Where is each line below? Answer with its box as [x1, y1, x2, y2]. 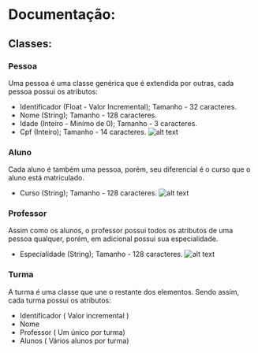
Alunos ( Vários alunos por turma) [19, 336, 129, 345]
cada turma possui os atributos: [8, 295, 112, 305]
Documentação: [8, 6, 116, 24]
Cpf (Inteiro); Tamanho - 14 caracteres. [19, 127, 147, 136]
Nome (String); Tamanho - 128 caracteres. [19, 110, 158, 120]
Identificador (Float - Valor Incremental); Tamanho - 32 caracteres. [19, 102, 237, 111]
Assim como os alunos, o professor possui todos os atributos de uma [8, 226, 234, 236]
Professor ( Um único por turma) [19, 327, 126, 336]
